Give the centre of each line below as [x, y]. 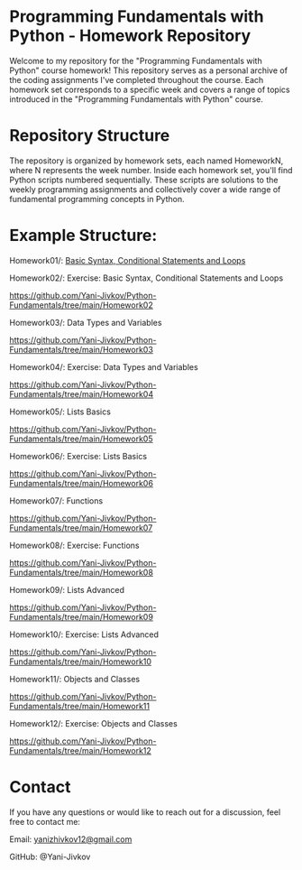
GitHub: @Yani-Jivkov [50, 856]
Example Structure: [83, 236]
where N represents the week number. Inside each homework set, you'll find [151, 170]
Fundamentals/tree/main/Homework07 [81, 528]
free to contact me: [45, 821]
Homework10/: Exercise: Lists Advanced [84, 634]
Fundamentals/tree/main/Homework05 [81, 439]
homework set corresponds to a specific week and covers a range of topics [150, 89]
